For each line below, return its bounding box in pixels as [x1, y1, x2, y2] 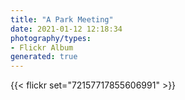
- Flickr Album [10, 42, 74, 53]
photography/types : [10, 33, 92, 43]
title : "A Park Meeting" [10, 14, 114, 25]
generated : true [10, 52, 78, 62]
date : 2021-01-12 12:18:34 [10, 24, 123, 34]
